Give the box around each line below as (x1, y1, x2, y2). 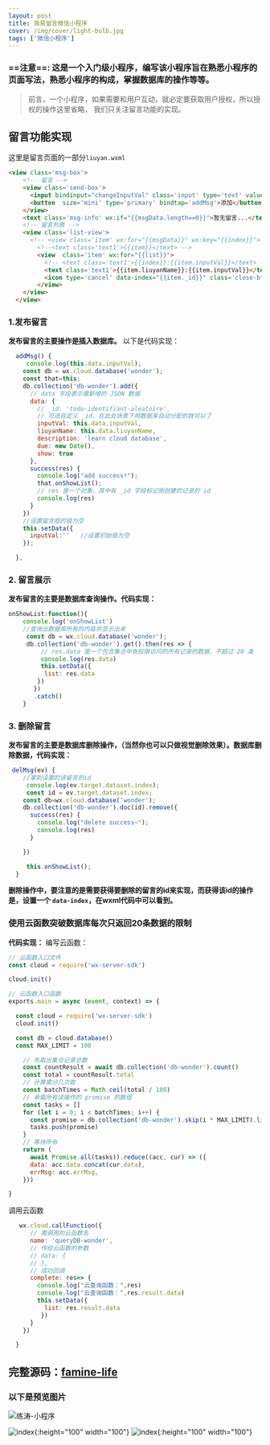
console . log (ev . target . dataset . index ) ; (26, 781, 160, 789)
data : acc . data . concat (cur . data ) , (29, 1160, 146, 1168)
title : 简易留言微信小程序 (8, 19, 88, 27)
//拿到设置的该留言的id (22, 774, 92, 782)
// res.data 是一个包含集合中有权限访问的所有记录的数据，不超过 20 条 (40, 647, 255, 655)
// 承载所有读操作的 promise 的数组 (22, 1093, 133, 1102)
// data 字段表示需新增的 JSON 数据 (29, 389, 141, 398)
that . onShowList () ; (37, 479, 103, 487)
